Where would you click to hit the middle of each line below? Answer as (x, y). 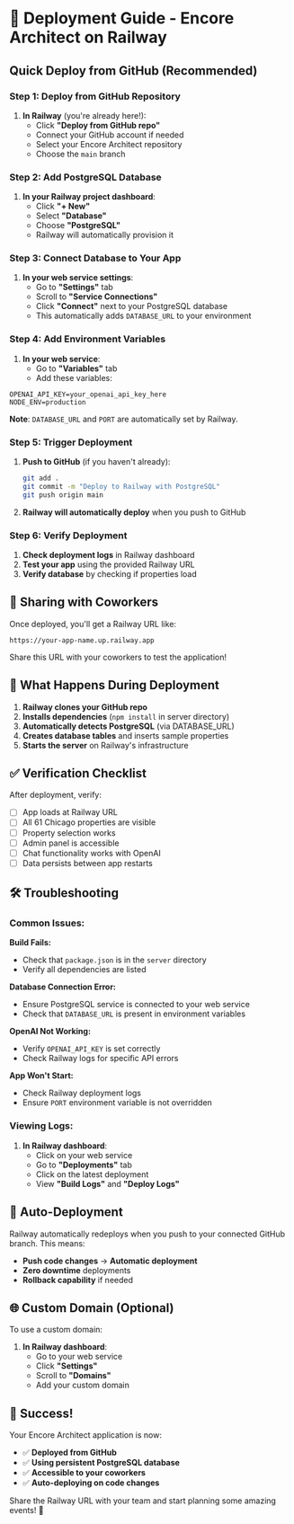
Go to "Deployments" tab (84, 1165)
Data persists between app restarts (87, 863)
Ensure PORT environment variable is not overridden (117, 1103)
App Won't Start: (41, 1076)
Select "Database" (71, 216)
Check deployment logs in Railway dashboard (108, 554)
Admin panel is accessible (71, 843)
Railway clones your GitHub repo (85, 707)
